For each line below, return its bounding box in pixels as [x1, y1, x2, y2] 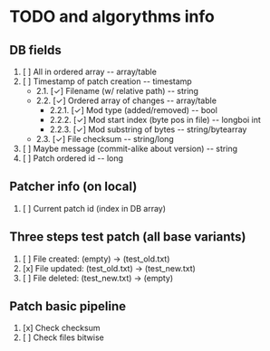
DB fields [9, 43, 62, 58]
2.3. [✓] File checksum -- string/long [35, 134, 174, 144]
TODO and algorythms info [9, 6, 216, 27]
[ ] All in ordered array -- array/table [22, 66, 157, 77]
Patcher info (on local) [9, 179, 138, 194]
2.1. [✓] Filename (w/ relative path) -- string [35, 86, 199, 96]
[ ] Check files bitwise [22, 332, 104, 343]
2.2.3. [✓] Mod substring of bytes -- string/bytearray [49, 124, 247, 135]
